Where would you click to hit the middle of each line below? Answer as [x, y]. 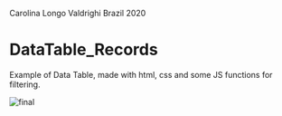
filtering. [25, 84]
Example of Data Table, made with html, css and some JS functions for [141, 74]
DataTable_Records [84, 50]
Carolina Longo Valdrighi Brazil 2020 [78, 13]
